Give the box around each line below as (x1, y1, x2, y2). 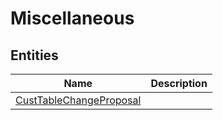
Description (150, 77, 208, 90)
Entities (10, 47, 59, 64)
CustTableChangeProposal (15, 93, 142, 107)
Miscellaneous (10, 7, 135, 30)
